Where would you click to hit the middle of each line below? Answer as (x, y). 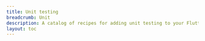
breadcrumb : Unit (28, 17)
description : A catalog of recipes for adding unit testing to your (95, 23)
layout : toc (21, 29)
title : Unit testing (33, 12)
